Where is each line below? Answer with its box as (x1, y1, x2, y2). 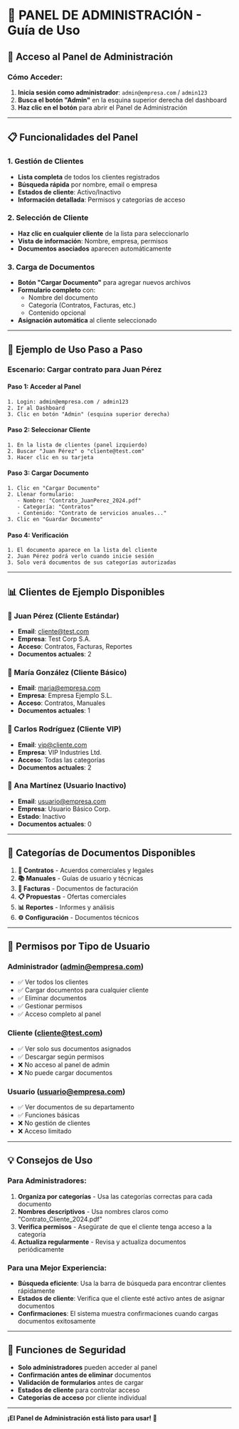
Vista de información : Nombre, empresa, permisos (17, 236, 169, 245)
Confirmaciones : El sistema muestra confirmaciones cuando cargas (17, 1309, 219, 1317)
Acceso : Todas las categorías (17, 755, 105, 764)
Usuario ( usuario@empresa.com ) (7, 1087, 126, 1096)
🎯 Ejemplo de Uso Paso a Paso (7, 343, 143, 355)
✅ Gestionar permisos (17, 1002, 83, 1010)
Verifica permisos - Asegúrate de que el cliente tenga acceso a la (17, 1222, 212, 1231)
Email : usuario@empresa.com (17, 797, 107, 805)
